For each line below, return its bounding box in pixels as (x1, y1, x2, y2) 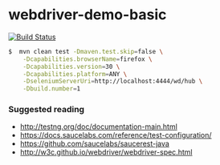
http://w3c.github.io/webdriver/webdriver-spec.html (19, 147, 193, 157)
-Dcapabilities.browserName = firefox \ (22, 54, 153, 63)
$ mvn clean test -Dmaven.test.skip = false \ (8, 47, 163, 55)
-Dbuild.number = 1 (22, 85, 81, 93)
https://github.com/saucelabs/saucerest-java (19, 139, 170, 149)
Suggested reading (8, 104, 85, 115)
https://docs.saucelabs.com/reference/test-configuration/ (19, 131, 212, 140)
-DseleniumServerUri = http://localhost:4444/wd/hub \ (22, 78, 203, 86)
